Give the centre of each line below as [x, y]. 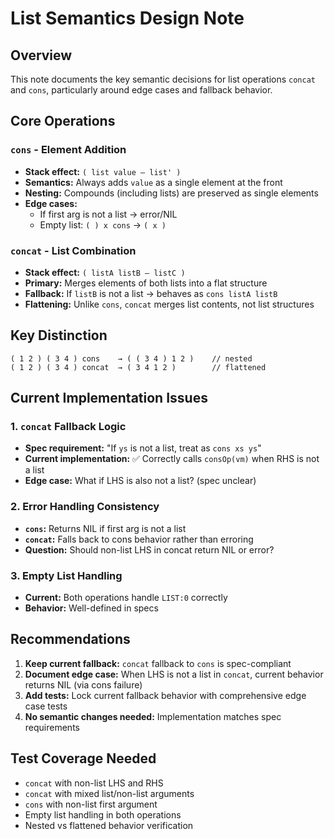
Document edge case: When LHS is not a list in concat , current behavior [174, 674]
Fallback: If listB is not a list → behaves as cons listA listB [151, 293]
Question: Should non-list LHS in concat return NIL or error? [149, 549]
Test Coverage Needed [83, 758]
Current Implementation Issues [109, 398]
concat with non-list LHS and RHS [94, 783]
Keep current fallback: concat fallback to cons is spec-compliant [158, 663]
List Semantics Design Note [127, 18]
